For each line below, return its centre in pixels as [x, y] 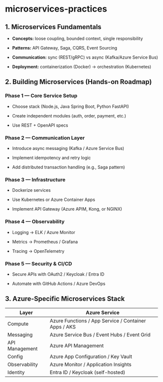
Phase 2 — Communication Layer [45, 138]
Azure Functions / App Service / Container [98, 320]
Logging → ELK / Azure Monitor [44, 232]
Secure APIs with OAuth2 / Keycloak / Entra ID [58, 274]
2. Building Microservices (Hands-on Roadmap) [78, 82]
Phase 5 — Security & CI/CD [39, 264]
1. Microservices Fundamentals [53, 27]
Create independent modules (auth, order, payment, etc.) [69, 116]
